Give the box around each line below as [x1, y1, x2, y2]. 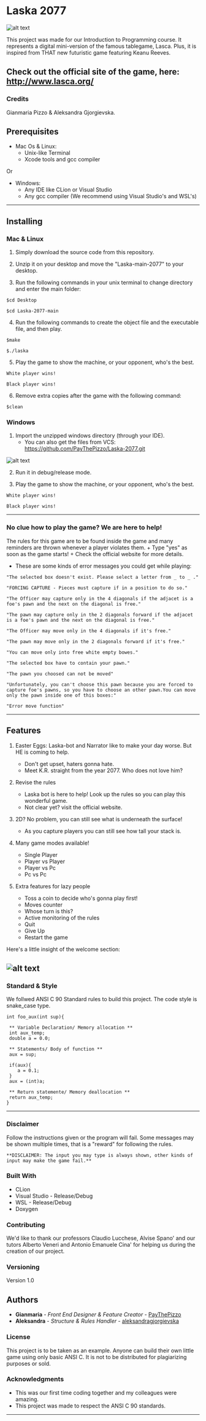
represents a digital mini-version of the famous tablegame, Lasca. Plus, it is [6, 42, 197, 50]
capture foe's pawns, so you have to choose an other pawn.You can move [6, 687, 196, 693]
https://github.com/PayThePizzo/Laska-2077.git [24, 445, 145, 452]
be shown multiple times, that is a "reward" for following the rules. [6, 1140, 174, 1148]
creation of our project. [6, 1247, 65, 1255]
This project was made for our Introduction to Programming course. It [6, 36, 182, 43]
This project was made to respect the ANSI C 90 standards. [15, 1402, 166, 1409]
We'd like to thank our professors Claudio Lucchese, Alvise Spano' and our [6, 1234, 196, 1242]
